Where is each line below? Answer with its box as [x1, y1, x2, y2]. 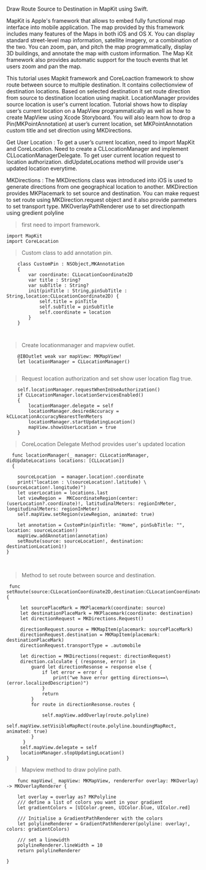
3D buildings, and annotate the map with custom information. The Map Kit [6, 50, 193, 57]
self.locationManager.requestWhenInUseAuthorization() [17, 387, 161, 393]
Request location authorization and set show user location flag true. [21, 375, 193, 382]
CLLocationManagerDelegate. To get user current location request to [6, 152, 181, 159]
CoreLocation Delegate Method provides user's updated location [21, 441, 186, 447]
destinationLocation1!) [6, 544, 67, 550]
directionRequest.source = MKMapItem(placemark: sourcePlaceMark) [20, 626, 193, 633]
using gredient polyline [6, 209, 64, 217]
